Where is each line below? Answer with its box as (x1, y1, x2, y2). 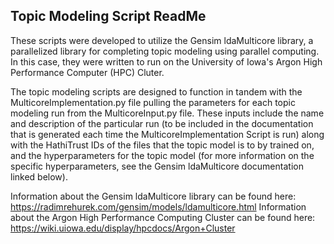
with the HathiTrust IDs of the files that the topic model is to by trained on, (10, 139, 315, 151)
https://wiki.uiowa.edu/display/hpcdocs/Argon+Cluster (10, 222, 236, 234)
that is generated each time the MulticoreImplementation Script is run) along (10, 128, 325, 140)
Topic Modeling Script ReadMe (10, 8, 207, 25)
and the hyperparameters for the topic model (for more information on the (10, 149, 315, 161)
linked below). (10, 170, 68, 183)
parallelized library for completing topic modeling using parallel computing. (10, 45, 320, 57)
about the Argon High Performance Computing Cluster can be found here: (10, 211, 316, 223)
